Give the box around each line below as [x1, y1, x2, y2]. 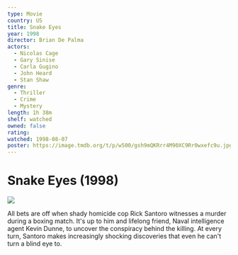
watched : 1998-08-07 [7, 135, 69, 142]
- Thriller [13, 89, 46, 96]
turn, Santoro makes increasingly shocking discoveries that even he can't [7, 232, 222, 241]
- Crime [13, 96, 37, 103]
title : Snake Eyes [7, 23, 62, 30]
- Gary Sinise [13, 57, 55, 64]
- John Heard [13, 69, 52, 76]
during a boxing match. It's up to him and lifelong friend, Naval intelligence [7, 217, 225, 225]
